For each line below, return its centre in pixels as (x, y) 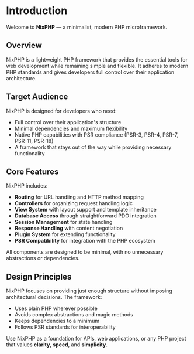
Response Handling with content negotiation (69, 228)
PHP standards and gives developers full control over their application (90, 72)
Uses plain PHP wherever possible (56, 308)
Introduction (37, 11)
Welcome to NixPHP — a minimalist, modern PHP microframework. (87, 27)
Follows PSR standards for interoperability (65, 327)
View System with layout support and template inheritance (85, 210)
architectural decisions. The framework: (54, 297)
